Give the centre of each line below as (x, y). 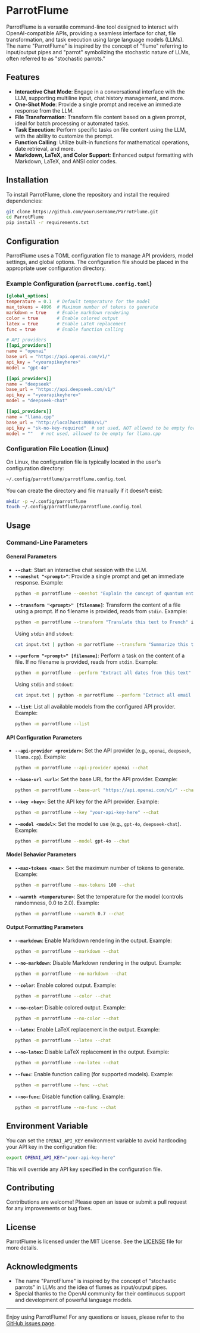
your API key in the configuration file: (51, 1146)
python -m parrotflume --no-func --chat (65, 1108)
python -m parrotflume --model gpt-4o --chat (72, 841)
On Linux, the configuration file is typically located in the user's (84, 462)
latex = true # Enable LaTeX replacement (66, 324)
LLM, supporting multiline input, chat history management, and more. (99, 98)
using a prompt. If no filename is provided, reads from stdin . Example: (101, 611)
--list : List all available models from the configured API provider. (95, 707)
